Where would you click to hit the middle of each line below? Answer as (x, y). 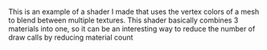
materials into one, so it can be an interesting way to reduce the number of (132, 29)
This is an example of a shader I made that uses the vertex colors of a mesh (134, 12)
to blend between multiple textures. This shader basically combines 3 (123, 20)
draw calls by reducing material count (71, 37)
